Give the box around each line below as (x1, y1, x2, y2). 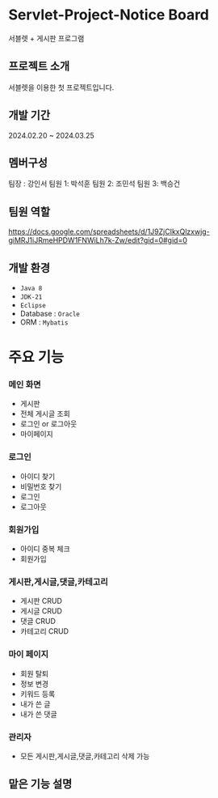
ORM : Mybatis (19, 317, 69, 327)
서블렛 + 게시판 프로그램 (8, 33, 85, 43)
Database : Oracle (19, 309, 81, 318)
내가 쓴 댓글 (19, 709, 58, 719)
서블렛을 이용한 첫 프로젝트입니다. (8, 83, 115, 92)
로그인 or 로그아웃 (19, 419, 78, 429)
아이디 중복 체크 (19, 544, 70, 554)
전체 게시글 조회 (19, 409, 70, 418)
